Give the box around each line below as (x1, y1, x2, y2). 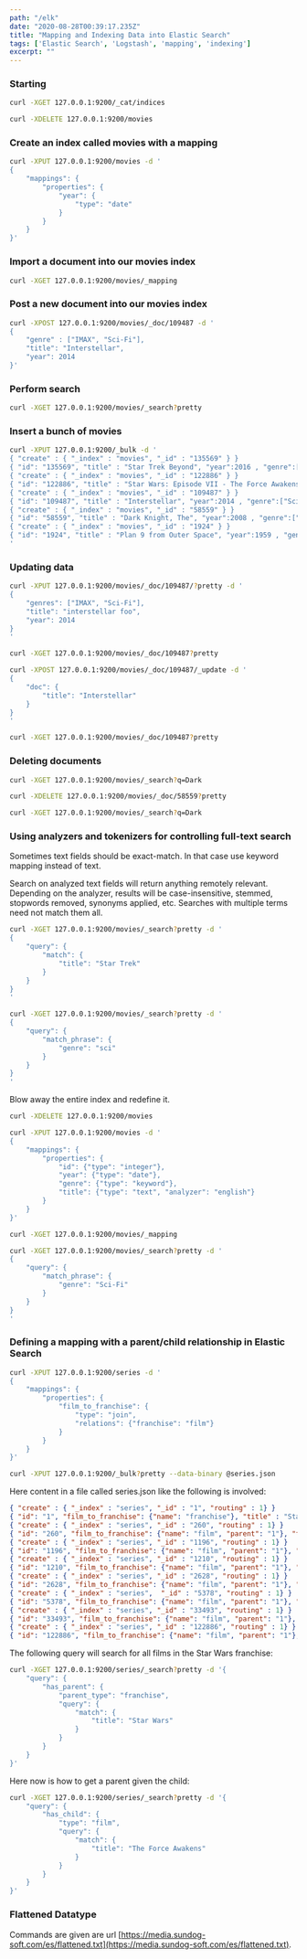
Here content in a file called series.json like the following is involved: (9, 1486, 267, 1497)
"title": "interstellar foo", (26, 607, 142, 616)
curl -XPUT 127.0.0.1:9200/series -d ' (9, 1368, 162, 1377)
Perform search (9, 382, 80, 395)
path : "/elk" (9, 13, 59, 23)
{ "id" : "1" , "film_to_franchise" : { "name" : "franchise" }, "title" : (9, 1512, 281, 1522)
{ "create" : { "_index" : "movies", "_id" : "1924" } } (9, 522, 231, 531)
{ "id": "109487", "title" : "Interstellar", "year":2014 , (9, 496, 244, 506)
